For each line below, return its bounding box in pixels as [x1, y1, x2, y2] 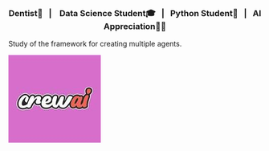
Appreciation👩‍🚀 [103, 20, 167, 31]
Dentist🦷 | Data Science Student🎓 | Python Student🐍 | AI [8, 7, 262, 18]
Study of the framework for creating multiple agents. [8, 39, 182, 49]
